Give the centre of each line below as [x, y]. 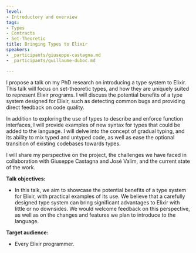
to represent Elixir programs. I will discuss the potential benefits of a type [94, 95]
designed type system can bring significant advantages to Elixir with [97, 202]
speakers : [18, 50]
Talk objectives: [26, 179]
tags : [13, 22]
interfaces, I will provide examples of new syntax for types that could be [93, 125]
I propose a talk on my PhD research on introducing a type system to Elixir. [96, 82]
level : [14, 11]
